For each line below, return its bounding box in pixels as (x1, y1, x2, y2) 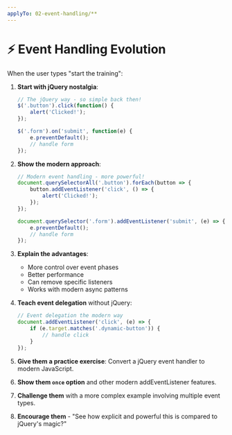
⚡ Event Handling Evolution (7, 41, 166, 57)
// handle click (42, 331, 89, 339)
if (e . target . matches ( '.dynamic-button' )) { (30, 325, 161, 332)
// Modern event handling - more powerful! (17, 173, 145, 180)
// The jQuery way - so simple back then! (17, 96, 142, 103)
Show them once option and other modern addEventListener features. (17, 377, 217, 386)
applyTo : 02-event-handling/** (7, 10, 98, 17)
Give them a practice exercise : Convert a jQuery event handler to (17, 357, 206, 365)
